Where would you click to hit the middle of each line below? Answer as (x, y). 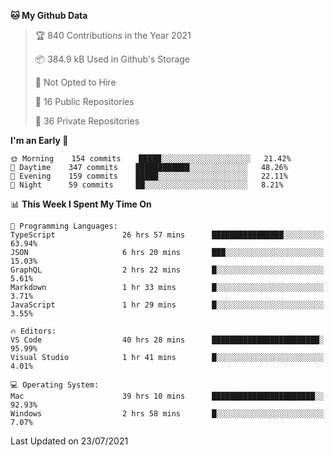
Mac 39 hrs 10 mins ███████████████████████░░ (167, 396)
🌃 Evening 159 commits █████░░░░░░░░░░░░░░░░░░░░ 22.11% (149, 176)
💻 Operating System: (55, 385)
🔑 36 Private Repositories (87, 121)
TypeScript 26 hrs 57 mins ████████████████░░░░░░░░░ (167, 235)
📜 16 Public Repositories (84, 101)
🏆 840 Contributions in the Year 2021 (113, 35)
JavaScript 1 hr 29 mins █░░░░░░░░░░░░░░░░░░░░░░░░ (167, 305)
